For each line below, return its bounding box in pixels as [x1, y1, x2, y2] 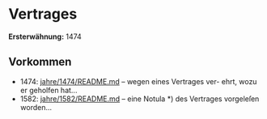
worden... [19, 102, 53, 112]
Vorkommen [8, 55, 72, 69]
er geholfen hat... [19, 85, 78, 95]
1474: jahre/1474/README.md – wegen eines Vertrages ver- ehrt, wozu [19, 76, 257, 86]
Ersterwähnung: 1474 [8, 32, 83, 41]
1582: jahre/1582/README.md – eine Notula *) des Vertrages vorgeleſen [19, 94, 260, 104]
